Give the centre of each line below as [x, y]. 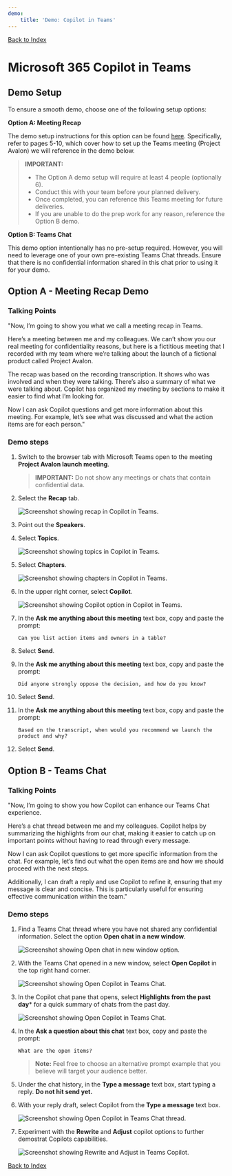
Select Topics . [38, 538]
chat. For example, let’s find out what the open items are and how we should [116, 862]
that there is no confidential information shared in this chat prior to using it [113, 262]
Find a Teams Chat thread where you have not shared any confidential [117, 929]
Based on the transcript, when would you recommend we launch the [115, 730]
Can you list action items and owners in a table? [92, 638]
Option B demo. [57, 221]
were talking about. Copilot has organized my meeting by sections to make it [116, 389]
